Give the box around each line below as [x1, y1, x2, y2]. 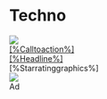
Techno [9, 5, 67, 26]
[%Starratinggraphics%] [9, 62, 99, 73]
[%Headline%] [9, 53, 64, 63]
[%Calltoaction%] [9, 44, 75, 54]
